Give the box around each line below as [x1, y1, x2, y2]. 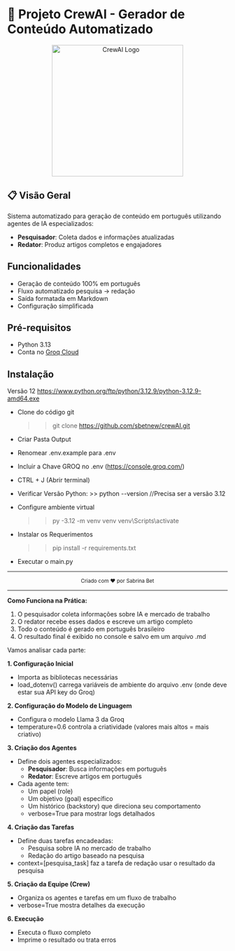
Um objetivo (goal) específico [27, 795, 113, 803]
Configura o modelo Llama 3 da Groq [17, 715, 124, 724]
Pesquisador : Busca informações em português [27, 764, 167, 774]
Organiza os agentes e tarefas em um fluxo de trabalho [17, 893, 177, 902]
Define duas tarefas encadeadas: [17, 837, 113, 845]
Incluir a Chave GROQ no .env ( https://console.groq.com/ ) [17, 462, 185, 471]
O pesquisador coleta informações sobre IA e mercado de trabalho [17, 610, 211, 619]
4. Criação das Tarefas [7, 823, 75, 832]
